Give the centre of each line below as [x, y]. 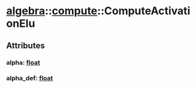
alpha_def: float [30, 78]
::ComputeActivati [144, 11]
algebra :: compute [52, 11]
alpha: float [23, 62]
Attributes [25, 45]
